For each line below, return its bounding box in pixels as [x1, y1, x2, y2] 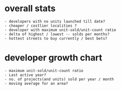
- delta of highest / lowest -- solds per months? [4, 32, 110, 36]
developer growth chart [4, 52, 102, 63]
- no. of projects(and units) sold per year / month [4, 76, 114, 82]
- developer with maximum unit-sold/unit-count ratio [4, 27, 117, 32]
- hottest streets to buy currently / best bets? [4, 36, 108, 41]
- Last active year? [4, 73, 47, 77]
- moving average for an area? [4, 81, 68, 86]
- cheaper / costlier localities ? [4, 23, 77, 28]
